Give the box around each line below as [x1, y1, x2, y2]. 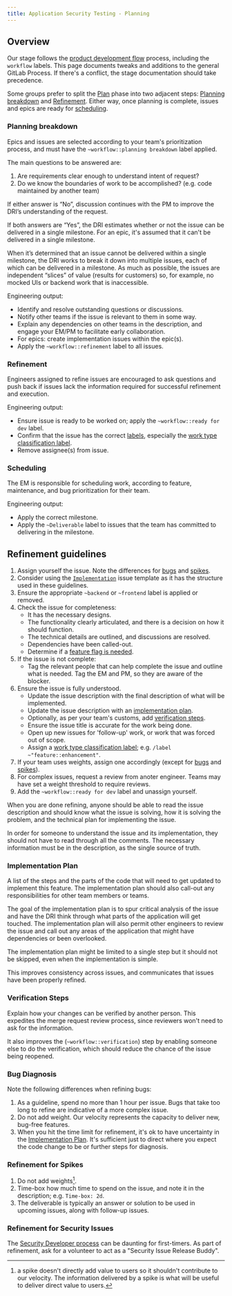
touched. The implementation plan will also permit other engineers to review [7, 920, 224, 928]
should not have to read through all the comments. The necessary [7, 837, 195, 845]
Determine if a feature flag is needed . [27, 647, 134, 656]
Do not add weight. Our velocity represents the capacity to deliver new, [17, 1113, 220, 1121]
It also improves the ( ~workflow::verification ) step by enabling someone [7, 1037, 217, 1045]
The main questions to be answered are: [7, 158, 122, 166]
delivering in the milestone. [17, 528, 95, 536]
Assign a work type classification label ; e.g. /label [27, 743, 171, 752]
